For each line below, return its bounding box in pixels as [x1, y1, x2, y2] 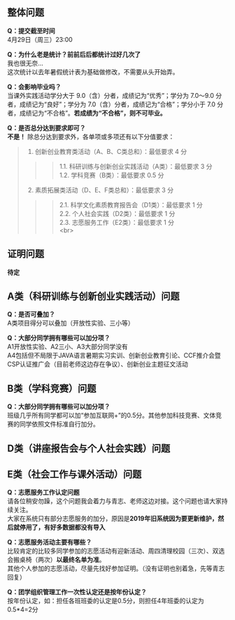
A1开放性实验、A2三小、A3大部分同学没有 [7, 342, 128, 351]
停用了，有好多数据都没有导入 [19, 523, 106, 532]
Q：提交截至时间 [7, 27, 55, 35]
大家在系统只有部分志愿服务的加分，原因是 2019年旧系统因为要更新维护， [7, 514, 218, 523]
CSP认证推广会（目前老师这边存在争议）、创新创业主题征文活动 [7, 360, 189, 369]
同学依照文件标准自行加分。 [19, 420, 99, 428]
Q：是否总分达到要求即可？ [7, 123, 86, 132]
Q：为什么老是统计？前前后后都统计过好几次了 [7, 50, 141, 58]
